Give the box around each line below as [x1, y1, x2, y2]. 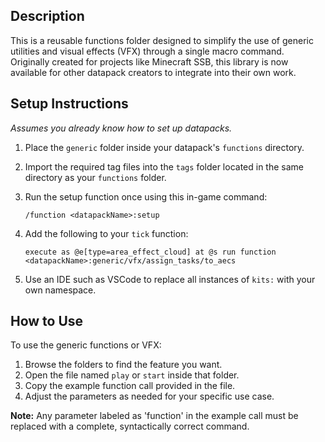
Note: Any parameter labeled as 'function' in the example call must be [10, 410, 299, 422]
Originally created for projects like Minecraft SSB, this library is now [10, 55, 289, 68]
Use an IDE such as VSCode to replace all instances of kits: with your [24, 273, 316, 285]
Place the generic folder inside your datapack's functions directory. [24, 141, 305, 153]
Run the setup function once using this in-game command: [24, 190, 268, 203]
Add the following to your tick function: [24, 227, 189, 239]
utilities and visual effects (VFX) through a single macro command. [10, 45, 285, 57]
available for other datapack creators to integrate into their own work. [10, 66, 297, 78]
